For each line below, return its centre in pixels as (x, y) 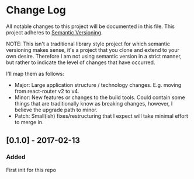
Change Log (36, 10)
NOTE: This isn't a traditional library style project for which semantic (88, 44)
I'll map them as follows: (35, 73)
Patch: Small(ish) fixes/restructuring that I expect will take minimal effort (101, 116)
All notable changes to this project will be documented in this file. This (91, 26)
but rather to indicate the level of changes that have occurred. (81, 62)
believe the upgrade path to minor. (56, 110)
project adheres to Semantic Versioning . (54, 32)
